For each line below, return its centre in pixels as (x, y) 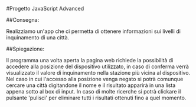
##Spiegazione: (25, 49)
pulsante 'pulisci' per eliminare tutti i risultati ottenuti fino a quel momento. (96, 98)
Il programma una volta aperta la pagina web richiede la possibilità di (90, 60)
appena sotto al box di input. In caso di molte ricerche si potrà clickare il (94, 91)
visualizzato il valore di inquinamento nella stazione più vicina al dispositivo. (98, 73)
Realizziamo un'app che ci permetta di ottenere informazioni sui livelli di (94, 31)
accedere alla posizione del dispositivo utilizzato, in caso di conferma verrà (97, 66)
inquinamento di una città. (38, 37)
